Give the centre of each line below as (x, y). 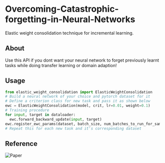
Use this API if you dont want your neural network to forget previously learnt (82, 60)
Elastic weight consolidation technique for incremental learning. (69, 33)
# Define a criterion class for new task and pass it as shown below (78, 101)
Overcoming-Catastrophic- (62, 9)
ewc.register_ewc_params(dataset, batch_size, (54, 124)
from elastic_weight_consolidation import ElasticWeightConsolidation (79, 92)
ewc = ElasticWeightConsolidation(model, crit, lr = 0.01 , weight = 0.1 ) (78, 106)
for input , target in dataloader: (41, 115)
